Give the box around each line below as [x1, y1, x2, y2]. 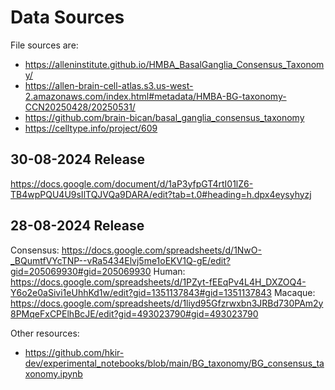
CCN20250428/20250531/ [24, 101, 136, 113]
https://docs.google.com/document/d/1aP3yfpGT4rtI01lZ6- [10, 177, 254, 190]
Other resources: [10, 327, 80, 339]
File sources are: [10, 39, 79, 51]
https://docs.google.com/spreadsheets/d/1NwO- [61, 244, 262, 256]
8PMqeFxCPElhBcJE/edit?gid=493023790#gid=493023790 [10, 307, 259, 320]
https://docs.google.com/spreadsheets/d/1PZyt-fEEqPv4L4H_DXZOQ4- [10, 276, 307, 288]
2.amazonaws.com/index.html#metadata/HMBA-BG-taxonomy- [24, 90, 287, 102]
